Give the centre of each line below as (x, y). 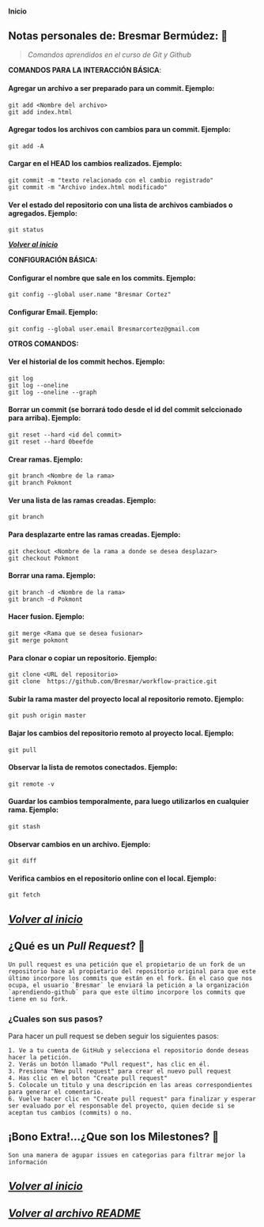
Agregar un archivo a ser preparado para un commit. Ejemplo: (111, 88)
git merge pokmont (38, 640)
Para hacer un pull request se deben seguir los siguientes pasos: (114, 1036)
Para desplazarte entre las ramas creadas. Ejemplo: (94, 534)
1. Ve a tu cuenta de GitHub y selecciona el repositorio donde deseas (128, 1050)
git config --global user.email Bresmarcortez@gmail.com (104, 329)
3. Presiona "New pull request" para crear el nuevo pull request (120, 1071)
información (28, 1162)
